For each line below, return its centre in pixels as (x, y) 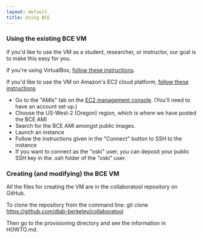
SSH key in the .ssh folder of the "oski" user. (70, 157)
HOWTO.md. (22, 230)
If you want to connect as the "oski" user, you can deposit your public (102, 151)
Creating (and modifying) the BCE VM (63, 173)
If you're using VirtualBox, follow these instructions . (71, 70)
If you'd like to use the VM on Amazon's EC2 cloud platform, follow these (98, 82)
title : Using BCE (28, 18)
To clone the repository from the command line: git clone (77, 205)
